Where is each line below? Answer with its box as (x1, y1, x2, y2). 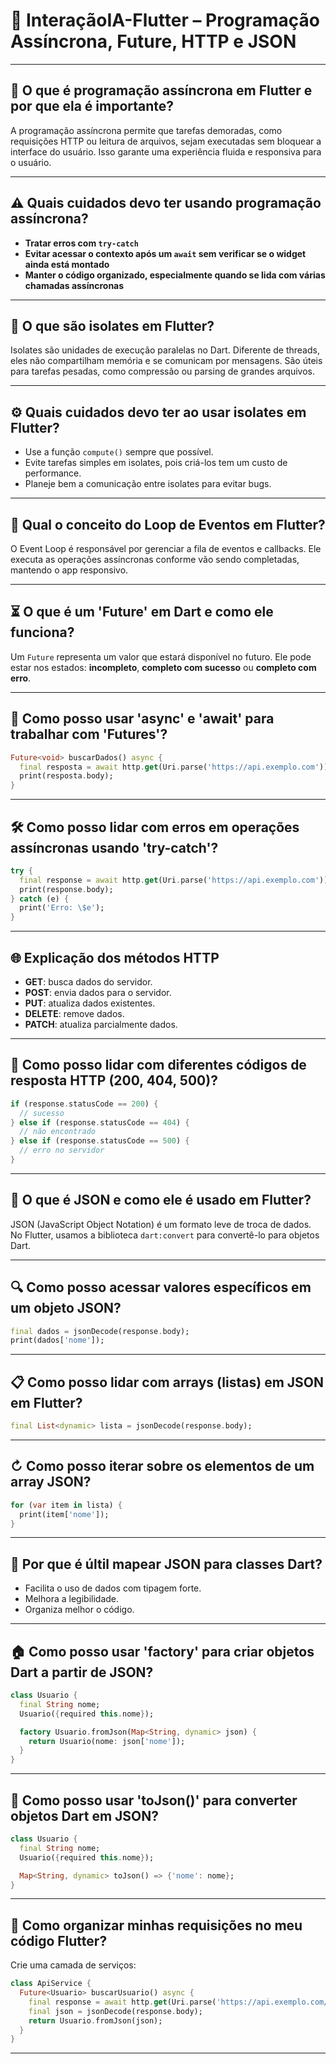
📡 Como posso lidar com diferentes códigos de (10, 1057, 307, 1074)
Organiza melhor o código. (24, 1604, 135, 1616)
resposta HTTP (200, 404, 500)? (10, 1072, 218, 1089)
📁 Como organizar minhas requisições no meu (10, 1917, 303, 1934)
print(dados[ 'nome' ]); (10, 1335, 105, 1346)
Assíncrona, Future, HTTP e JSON (10, 30, 297, 53)
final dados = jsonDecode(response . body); (10, 1326, 190, 1336)
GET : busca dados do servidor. (24, 976, 153, 988)
